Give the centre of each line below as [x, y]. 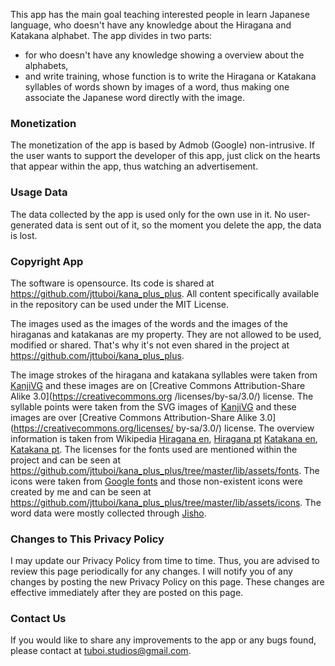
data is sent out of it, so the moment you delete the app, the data [188, 225]
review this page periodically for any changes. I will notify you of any [151, 571]
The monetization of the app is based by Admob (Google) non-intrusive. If [163, 145]
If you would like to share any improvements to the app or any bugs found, [163, 640]
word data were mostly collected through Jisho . [108, 513]
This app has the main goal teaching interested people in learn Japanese [160, 14]
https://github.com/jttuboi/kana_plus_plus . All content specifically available [165, 293]
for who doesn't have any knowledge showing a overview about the [164, 55]
